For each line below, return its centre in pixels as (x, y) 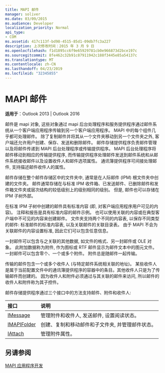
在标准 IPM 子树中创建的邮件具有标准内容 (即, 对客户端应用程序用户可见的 (80, 206)
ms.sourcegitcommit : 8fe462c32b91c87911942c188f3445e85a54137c (71, 55)
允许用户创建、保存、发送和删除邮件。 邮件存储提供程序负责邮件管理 (87, 142)
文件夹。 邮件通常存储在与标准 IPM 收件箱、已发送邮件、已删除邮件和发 (86, 183)
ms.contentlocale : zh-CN (30, 64)
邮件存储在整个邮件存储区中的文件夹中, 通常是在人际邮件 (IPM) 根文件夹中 (80, 177)
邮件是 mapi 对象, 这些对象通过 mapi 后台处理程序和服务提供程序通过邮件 (79, 124)
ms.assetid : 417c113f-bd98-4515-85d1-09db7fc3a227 (58, 42)
